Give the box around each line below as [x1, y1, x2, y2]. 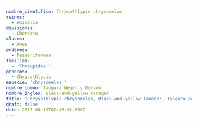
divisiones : [6, 25, 35, 31]
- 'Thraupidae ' [11, 63, 51, 69]
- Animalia [11, 19, 38, 25]
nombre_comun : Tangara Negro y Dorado [6, 85, 101, 91]
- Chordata [11, 30, 38, 36]
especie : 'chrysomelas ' [6, 80, 67, 86]
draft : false [6, 101, 38, 107]
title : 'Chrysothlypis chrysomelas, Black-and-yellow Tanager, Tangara [6, 96, 186, 101]
